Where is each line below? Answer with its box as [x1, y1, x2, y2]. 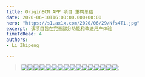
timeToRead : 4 [6, 31, 42, 37]
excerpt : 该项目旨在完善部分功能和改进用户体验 [6, 25, 112, 32]
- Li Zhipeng [6, 43, 39, 49]
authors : [6, 37, 29, 43]
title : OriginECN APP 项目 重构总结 [6, 8, 93, 15]
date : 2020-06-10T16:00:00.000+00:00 [6, 14, 102, 20]
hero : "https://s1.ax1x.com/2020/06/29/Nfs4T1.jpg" [6, 20, 140, 26]
